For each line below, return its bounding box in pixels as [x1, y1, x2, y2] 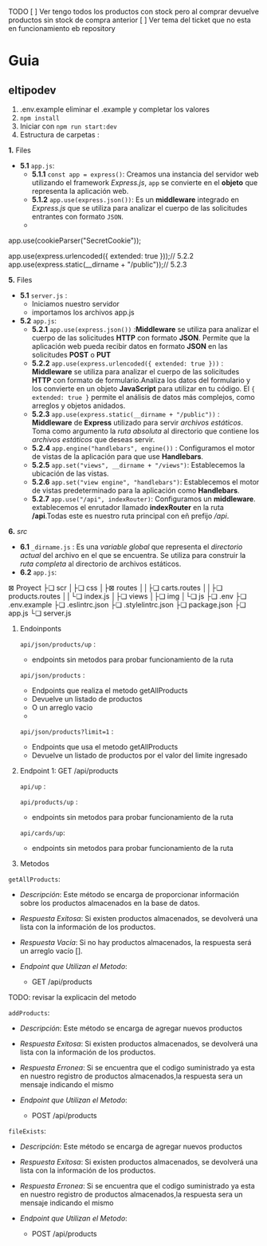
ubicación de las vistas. [31, 469, 109, 478]
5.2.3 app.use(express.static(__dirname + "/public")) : [31, 409, 221, 418]
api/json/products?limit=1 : [19, 726, 114, 736]
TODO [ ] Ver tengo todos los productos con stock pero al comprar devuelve [8, 7, 259, 16]
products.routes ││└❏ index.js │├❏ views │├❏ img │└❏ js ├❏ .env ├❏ [8, 591, 247, 601]
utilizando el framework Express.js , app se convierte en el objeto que [31, 178, 258, 187]
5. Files [8, 275, 33, 284]
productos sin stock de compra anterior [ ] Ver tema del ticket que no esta [8, 15, 251, 25]
